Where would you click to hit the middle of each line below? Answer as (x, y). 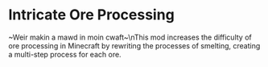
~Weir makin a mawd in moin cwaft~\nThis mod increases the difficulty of (130, 37)
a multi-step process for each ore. (65, 54)
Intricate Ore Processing (91, 15)
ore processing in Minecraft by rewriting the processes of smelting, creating (134, 45)
